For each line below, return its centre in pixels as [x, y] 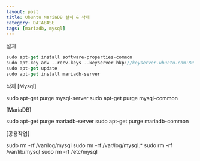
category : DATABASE [31, 23]
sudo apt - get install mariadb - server [53, 74]
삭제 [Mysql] [21, 86]
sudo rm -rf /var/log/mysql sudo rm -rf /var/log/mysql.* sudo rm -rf [89, 145]
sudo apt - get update [32, 69]
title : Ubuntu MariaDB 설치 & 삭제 [48, 17]
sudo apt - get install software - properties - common [69, 57]
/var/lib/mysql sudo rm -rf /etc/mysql [52, 151]
